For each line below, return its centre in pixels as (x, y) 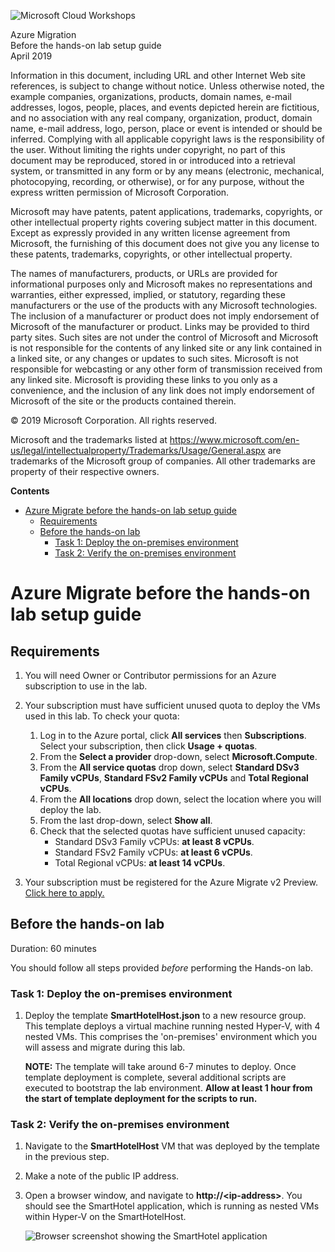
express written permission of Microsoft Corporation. (120, 192)
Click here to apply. (64, 893)
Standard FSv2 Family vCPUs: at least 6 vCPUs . (153, 852)
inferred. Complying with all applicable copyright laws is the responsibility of (167, 139)
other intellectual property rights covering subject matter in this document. (164, 222)
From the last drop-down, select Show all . (126, 820)
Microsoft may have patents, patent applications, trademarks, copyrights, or (166, 211)
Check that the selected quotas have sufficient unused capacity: (172, 831)
